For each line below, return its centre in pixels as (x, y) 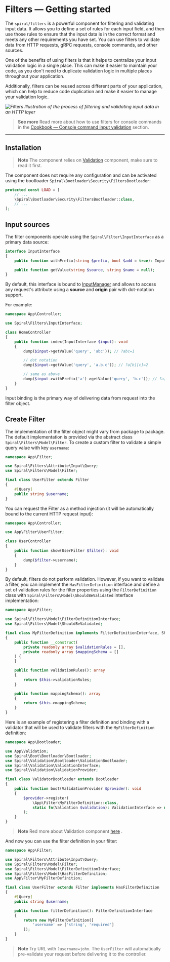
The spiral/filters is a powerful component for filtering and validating (80, 23)
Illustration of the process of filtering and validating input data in (92, 106)
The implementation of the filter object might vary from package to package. (85, 431)
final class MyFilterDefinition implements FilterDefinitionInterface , (82, 633)
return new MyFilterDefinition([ (59, 920)
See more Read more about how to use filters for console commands (90, 122)
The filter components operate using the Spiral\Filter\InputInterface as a (84, 236)
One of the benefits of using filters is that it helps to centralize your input (81, 60)
